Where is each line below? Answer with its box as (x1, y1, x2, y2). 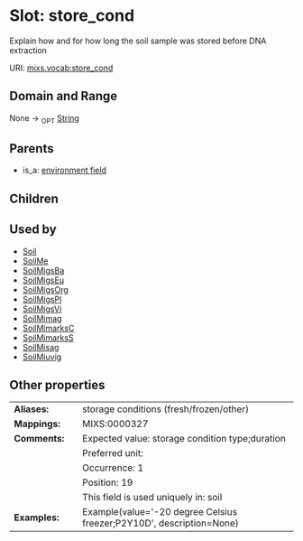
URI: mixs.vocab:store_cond (9, 62, 114, 73)
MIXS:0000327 (82, 417, 149, 430)
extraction (9, 44, 48, 55)
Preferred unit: (82, 447, 144, 460)
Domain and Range (9, 89, 118, 104)
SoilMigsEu (22, 275, 65, 285)
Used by (9, 222, 57, 238)
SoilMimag (22, 312, 62, 323)
